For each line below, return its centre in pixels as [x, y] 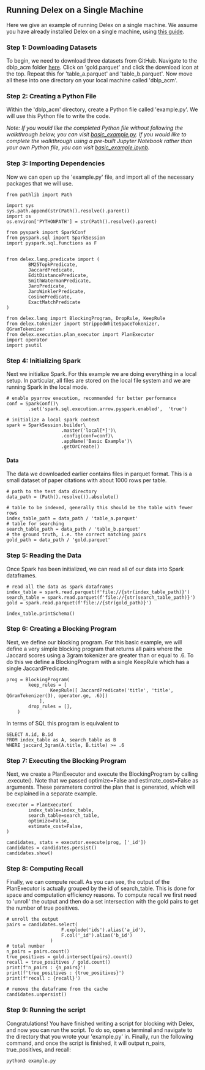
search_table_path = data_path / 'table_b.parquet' [73, 529]
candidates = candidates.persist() [52, 848]
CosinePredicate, [50, 297]
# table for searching [35, 524]
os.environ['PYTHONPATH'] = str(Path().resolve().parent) [82, 221]
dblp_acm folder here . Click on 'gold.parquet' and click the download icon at [102, 68]
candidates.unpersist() [37, 994]
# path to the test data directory [52, 492]
